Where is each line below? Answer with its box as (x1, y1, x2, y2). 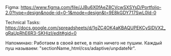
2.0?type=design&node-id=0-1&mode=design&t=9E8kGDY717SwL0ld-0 (5, 10, 157, 16)
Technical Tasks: (5, 20, 41, 25)
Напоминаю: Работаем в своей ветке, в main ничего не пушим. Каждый (5, 40, 162, 46)
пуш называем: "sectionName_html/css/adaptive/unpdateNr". (5, 45, 136, 51)
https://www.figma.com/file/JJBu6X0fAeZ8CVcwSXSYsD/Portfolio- (20, 5, 162, 10)
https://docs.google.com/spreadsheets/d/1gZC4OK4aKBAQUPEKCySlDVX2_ (5, 25, 166, 31)
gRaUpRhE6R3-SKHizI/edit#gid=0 (5, 30, 77, 36)
